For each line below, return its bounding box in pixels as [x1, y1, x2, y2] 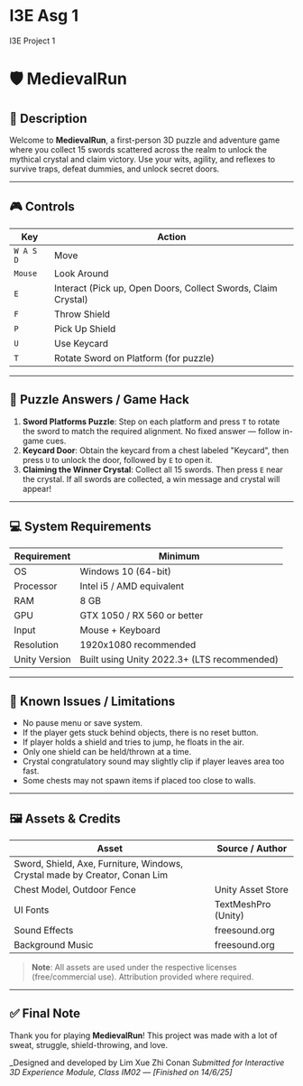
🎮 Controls [9, 200, 75, 215]
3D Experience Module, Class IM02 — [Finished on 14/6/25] [9, 1066, 233, 1077]
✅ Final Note [9, 1006, 81, 1021]
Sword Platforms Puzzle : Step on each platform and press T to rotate [22, 416, 280, 427]
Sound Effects [14, 924, 74, 936]
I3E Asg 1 [9, 5, 79, 26]
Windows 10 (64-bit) [79, 565, 171, 578]
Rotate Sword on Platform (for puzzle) [53, 351, 215, 364]
